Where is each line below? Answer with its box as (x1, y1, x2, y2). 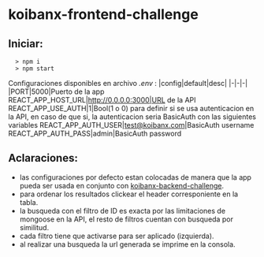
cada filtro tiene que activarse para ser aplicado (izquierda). (19, 231, 214, 240)
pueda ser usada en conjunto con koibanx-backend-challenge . (19, 181, 225, 190)
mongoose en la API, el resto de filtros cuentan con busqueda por (19, 214, 234, 224)
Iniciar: (8, 37, 43, 50)
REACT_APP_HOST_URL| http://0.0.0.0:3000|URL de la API (8, 95, 196, 104)
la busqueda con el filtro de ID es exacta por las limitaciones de (19, 206, 226, 215)
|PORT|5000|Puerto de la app (8, 87, 105, 96)
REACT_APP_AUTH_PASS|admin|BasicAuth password (8, 128, 182, 138)
